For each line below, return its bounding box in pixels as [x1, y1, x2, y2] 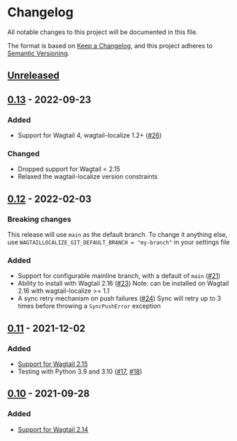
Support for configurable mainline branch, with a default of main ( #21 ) [17, 272, 221, 280]
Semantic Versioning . [7, 49, 70, 57]
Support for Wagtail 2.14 [17, 425, 89, 433]
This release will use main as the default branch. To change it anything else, [7, 230, 228, 238]
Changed [7, 148, 40, 158]
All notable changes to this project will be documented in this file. [7, 28, 199, 36]
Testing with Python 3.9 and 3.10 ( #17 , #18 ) [17, 367, 143, 376]
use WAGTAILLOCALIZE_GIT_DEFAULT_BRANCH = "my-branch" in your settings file [7, 238, 230, 246]
